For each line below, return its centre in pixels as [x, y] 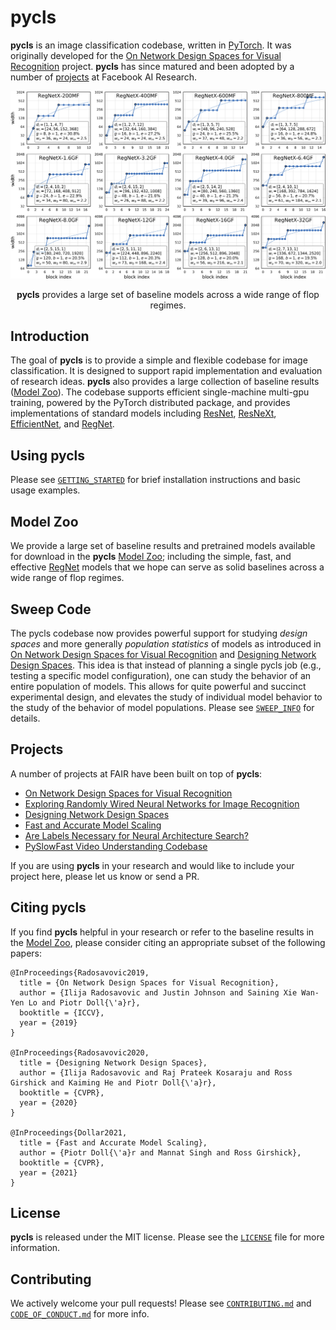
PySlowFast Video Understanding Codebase [116, 846]
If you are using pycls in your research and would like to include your [152, 865]
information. [35, 1248]
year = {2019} [48, 1022]
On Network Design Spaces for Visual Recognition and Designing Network [163, 654]
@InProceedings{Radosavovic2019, [80, 972]
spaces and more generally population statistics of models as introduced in [166, 643]
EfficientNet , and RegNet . [62, 424]
